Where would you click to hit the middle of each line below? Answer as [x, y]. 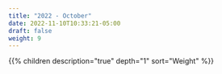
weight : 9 [25, 38]
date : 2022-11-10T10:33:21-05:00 [65, 23]
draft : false [30, 31]
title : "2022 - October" [50, 16]
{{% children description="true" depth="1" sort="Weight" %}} [111, 61]
